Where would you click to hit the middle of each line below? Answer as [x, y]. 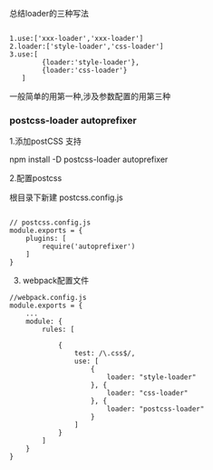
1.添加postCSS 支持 [45, 141]
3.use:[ [24, 55]
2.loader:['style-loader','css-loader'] [87, 46]
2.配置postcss [36, 178]
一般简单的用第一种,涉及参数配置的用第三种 [90, 96]
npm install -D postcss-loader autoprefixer [89, 160]
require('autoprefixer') [89, 247]
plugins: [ [46, 239]
